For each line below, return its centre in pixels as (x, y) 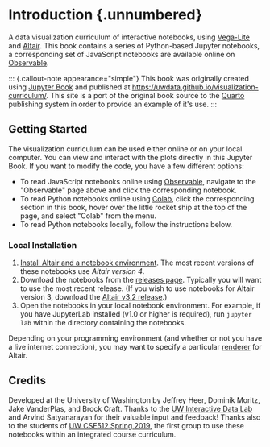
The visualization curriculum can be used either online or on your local (125, 149)
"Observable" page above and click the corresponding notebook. (128, 190)
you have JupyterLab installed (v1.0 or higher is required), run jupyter (136, 314)
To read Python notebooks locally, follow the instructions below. (126, 224)
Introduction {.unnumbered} (106, 15)
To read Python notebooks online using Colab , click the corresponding (137, 198)
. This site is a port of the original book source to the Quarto (145, 95)
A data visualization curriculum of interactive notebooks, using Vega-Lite (129, 37)
